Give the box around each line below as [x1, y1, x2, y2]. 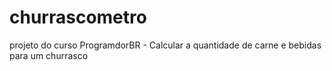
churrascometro [9, 6, 147, 29]
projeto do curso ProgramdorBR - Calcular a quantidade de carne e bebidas [9, 39, 322, 51]
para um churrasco [9, 49, 89, 61]
